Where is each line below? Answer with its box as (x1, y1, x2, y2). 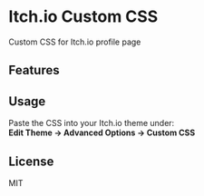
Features (8, 63, 60, 78)
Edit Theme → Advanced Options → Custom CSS (8, 127, 196, 138)
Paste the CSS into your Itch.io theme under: (8, 118, 175, 129)
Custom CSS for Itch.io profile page (8, 36, 141, 47)
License (8, 153, 54, 169)
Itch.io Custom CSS (8, 6, 159, 27)
